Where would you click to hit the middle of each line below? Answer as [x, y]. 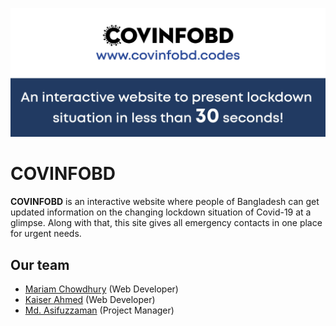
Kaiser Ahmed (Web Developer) [90, 299]
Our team [40, 264]
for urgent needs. [46, 234]
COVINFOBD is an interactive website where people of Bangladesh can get [165, 202]
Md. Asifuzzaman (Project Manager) [99, 310]
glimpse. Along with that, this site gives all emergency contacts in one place [166, 223]
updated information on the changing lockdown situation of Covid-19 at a [161, 212]
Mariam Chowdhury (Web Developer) [101, 289]
